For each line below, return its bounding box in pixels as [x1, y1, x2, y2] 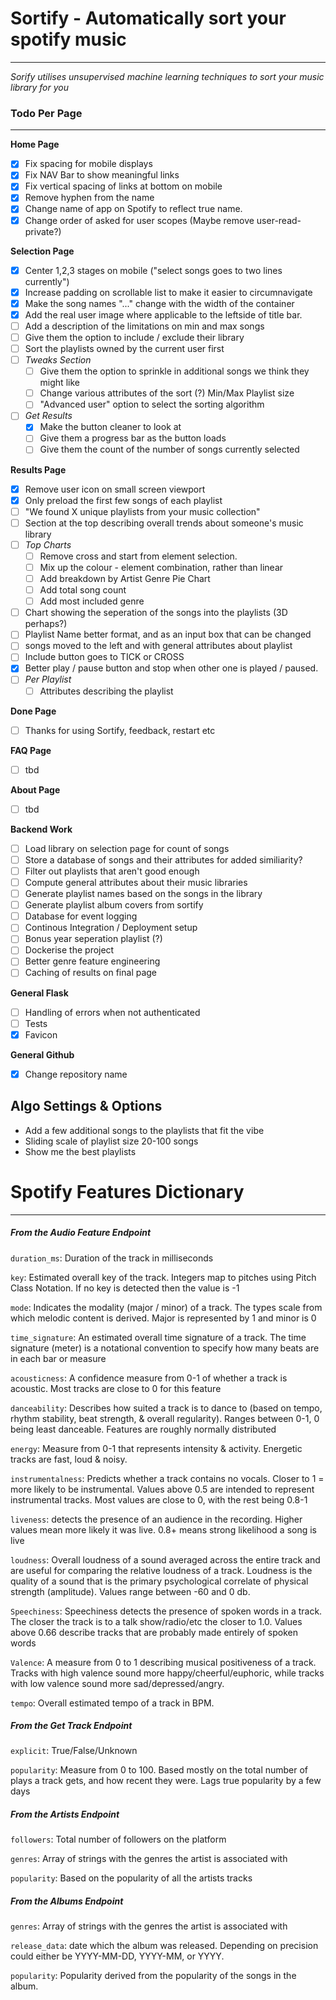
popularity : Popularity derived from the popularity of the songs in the [10, 1970, 297, 1982]
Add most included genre [39, 595, 145, 607]
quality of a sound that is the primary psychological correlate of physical [10, 1575, 309, 1587]
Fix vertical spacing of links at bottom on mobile [24, 180, 223, 192]
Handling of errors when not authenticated [24, 1006, 201, 1018]
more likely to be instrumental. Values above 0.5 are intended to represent [10, 1483, 315, 1495]
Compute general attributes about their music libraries [24, 876, 248, 888]
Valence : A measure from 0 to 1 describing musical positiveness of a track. [10, 1656, 317, 1668]
